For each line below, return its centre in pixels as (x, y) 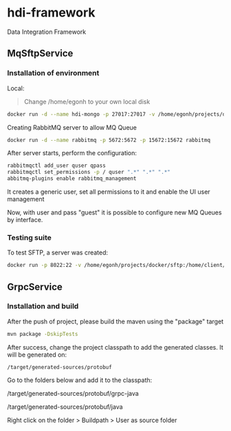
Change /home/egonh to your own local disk (87, 101)
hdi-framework (51, 13)
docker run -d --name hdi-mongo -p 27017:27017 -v (81, 114)
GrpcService (35, 287)
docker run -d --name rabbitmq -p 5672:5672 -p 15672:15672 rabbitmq (109, 140)
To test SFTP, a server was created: (58, 252)
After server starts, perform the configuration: (72, 153)
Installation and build (43, 306)
